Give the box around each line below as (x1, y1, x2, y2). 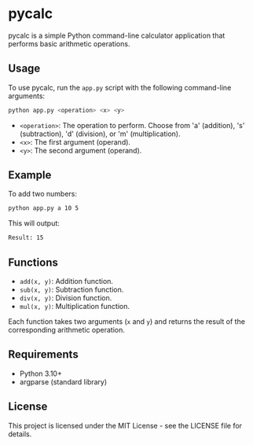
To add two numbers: (8, 189, 77, 199)
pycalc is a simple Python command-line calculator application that (8, 31, 225, 40)
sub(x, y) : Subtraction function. (19, 285, 124, 294)
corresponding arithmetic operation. (8, 325, 126, 334)
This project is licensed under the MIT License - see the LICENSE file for (8, 421, 242, 430)
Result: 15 (8, 234, 44, 242)
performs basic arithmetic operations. (8, 39, 130, 48)
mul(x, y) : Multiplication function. (19, 302, 130, 311)
